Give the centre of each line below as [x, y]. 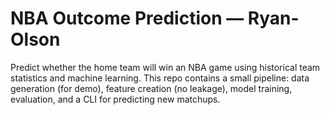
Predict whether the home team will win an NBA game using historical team [165, 67]
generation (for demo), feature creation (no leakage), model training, [151, 88]
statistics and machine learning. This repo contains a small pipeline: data [160, 78]
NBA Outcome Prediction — [127, 18]
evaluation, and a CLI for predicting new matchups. [115, 99]
